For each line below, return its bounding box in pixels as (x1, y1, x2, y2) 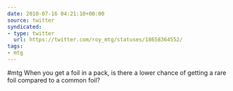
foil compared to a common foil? (7, 76, 101, 84)
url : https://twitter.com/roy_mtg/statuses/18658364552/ (13, 36, 183, 43)
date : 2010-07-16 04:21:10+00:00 (7, 10, 105, 17)
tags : (7, 43, 23, 50)
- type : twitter (7, 29, 55, 37)
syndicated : (7, 23, 42, 30)
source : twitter (7, 17, 55, 24)
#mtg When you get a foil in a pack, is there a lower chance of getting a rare (7, 68, 227, 77)
